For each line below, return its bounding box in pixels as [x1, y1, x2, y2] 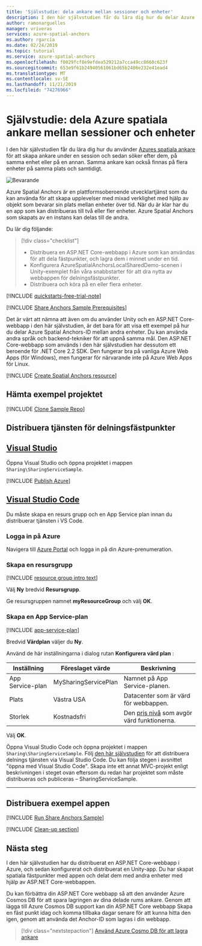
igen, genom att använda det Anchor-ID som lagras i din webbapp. [6, 915, 171, 923]
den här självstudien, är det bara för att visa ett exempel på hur [33, 322, 189, 329]
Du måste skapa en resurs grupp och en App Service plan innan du [6, 511, 173, 518]
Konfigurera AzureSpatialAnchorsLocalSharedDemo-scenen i [29, 261, 182, 268]
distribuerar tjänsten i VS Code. [6, 517, 84, 524]
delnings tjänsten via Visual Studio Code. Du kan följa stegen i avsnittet [6, 756, 182, 763]
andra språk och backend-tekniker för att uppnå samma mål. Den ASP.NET [6, 334, 192, 342]
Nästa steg [6, 843, 48, 853]
